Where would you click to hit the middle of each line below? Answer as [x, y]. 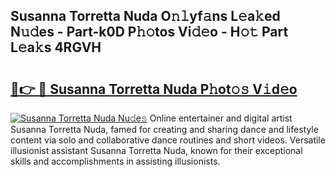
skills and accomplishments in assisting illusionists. [115, 161]
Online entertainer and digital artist [221, 118]
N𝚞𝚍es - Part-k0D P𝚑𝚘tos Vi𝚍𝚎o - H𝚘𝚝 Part [149, 32]
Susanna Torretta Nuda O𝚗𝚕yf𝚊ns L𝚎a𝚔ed [145, 16]
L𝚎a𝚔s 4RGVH [56, 47]
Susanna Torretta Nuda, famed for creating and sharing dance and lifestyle [164, 129]
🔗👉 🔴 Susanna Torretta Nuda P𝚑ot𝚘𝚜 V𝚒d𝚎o [154, 89]
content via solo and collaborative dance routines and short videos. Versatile [168, 140]
